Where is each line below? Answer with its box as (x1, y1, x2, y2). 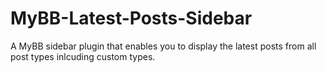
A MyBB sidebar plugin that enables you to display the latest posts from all (10, 40, 317, 52)
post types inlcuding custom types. (10, 50, 156, 62)
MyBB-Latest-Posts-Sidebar (10, 7, 253, 30)
